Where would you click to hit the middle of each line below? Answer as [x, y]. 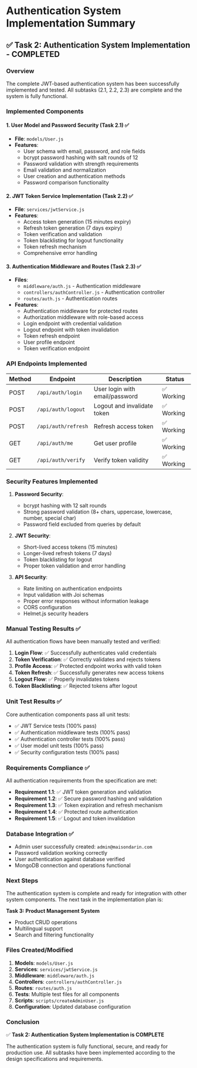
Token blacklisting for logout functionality [73, 241]
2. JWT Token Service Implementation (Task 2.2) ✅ [70, 196]
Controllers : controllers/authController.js [68, 982]
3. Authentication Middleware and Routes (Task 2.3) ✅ [74, 266]
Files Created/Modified [40, 950]
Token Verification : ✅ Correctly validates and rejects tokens [88, 660]
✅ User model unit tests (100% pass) [59, 745]
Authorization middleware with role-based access [83, 317]
